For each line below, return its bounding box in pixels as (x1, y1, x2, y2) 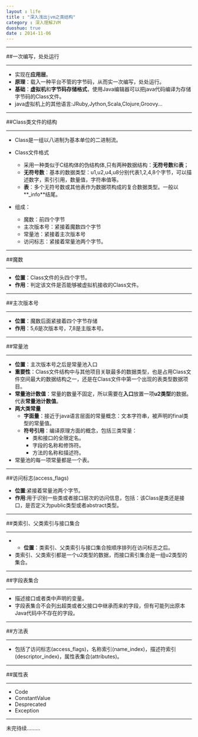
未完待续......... (6, 725, 41, 732)
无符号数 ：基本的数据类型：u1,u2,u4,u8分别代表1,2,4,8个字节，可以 (23, 169, 187, 176)
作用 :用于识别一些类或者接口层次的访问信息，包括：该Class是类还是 (14, 494, 180, 502)
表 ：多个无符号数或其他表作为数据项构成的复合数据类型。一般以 (23, 184, 179, 191)
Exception (14, 707, 39, 714)
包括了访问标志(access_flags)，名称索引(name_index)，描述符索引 (14, 646, 176, 653)
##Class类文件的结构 (6, 118, 57, 125)
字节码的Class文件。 (14, 93, 65, 100)
